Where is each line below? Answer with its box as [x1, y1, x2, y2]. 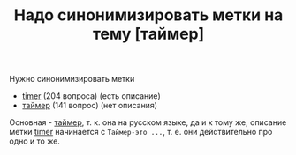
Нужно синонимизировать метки [9, 74, 135, 85]
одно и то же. [9, 136, 60, 146]
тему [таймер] [92, 24, 205, 44]
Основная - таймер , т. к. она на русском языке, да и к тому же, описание [9, 117, 287, 128]
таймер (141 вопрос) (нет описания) [21, 100, 157, 111]
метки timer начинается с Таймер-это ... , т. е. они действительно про [9, 127, 273, 137]
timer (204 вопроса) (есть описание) [21, 91, 161, 101]
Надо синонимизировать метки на [13, 5, 284, 26]
